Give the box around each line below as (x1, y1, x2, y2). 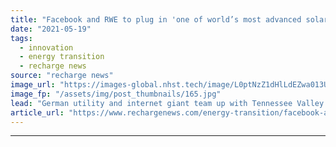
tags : (10, 33, 33, 43)
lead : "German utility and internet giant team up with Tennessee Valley (10, 98, 325, 108)
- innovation (19, 42, 74, 53)
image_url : (10, 80, 56, 90)
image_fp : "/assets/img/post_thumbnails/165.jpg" (10, 89, 222, 99)
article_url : (10, 107, 65, 118)
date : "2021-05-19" (10, 24, 92, 34)
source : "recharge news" (10, 71, 114, 81)
